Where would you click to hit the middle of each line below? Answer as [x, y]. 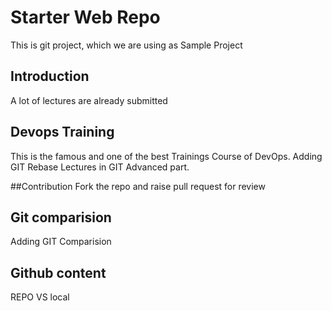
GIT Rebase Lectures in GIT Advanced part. [100, 167]
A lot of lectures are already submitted [89, 100]
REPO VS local [40, 297]
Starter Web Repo [85, 17]
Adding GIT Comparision [61, 242]
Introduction [50, 76]
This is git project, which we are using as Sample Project [126, 45]
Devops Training [62, 132]
